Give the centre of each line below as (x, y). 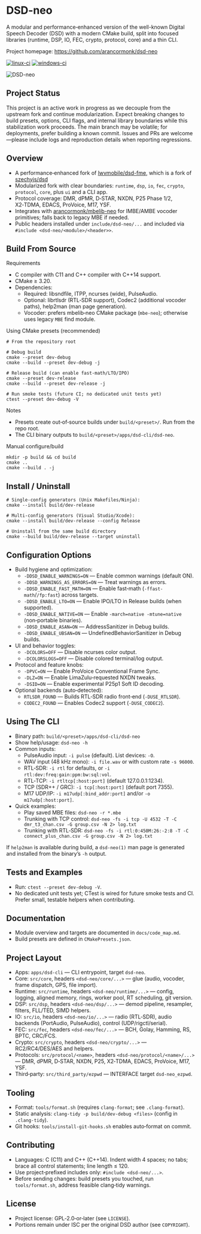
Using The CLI (33, 722)
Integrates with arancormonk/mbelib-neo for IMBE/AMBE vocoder (96, 211)
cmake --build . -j (31, 468)
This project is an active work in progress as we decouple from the (89, 108)
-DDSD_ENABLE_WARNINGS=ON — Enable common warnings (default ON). (109, 576)
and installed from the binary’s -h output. (56, 853)
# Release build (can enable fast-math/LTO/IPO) (68, 373)
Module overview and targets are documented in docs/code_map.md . (98, 933)
